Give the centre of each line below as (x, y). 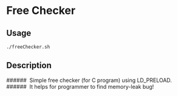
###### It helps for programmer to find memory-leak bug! (80, 86)
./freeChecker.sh (28, 47)
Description (29, 65)
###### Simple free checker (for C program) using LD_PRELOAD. (89, 80)
